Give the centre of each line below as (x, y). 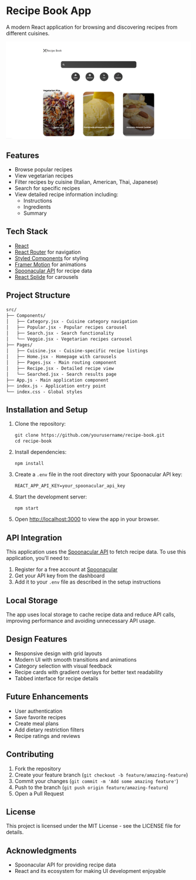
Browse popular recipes (43, 170)
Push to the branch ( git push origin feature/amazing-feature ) (91, 787)
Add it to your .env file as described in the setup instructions (88, 582)
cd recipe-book (33, 441)
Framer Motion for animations (50, 264)
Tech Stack (27, 232)
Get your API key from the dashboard (60, 576)
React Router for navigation (48, 252)
